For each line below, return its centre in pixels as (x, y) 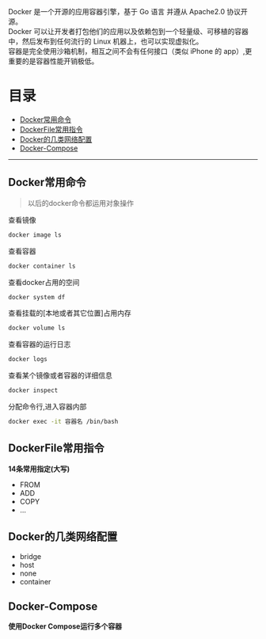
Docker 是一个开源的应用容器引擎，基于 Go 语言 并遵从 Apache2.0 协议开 (128, 11)
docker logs (28, 359)
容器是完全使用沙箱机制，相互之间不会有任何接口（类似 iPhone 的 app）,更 (130, 51)
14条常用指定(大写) (39, 469)
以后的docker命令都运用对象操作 (81, 203)
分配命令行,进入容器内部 (47, 407)
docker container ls (42, 266)
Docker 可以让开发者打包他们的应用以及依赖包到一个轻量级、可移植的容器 (129, 31)
